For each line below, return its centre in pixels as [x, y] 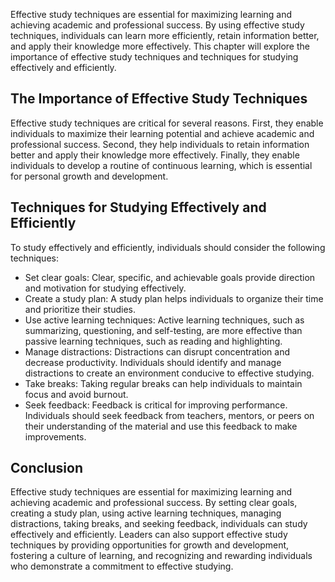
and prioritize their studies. [80, 309]
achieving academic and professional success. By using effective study [157, 25]
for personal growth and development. [89, 176]
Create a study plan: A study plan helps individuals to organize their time [174, 298]
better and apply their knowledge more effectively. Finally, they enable [155, 155]
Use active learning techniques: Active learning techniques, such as [164, 320]
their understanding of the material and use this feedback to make [161, 426]
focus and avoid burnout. [76, 394]
